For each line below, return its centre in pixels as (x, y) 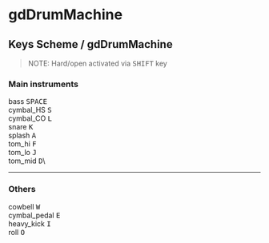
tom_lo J (23, 153)
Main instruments (43, 84)
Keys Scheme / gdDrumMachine (91, 44)
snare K (21, 127)
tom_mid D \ (27, 161)
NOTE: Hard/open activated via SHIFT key (98, 63)
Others (22, 189)
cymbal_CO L (30, 118)
